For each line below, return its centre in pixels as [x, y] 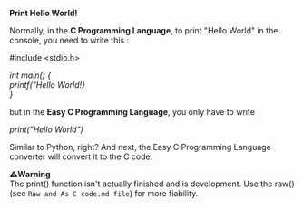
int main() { [30, 75]
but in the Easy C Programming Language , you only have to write [132, 112]
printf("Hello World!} [48, 85]
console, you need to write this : [69, 40]
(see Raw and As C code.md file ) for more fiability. [104, 193]
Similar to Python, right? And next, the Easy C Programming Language [141, 147]
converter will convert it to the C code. [81, 156]
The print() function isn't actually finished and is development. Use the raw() [152, 184]
